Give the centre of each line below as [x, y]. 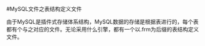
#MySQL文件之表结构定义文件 [44, 9]
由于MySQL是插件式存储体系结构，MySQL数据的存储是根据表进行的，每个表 [102, 22]
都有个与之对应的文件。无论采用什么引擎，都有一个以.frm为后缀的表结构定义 [102, 29]
